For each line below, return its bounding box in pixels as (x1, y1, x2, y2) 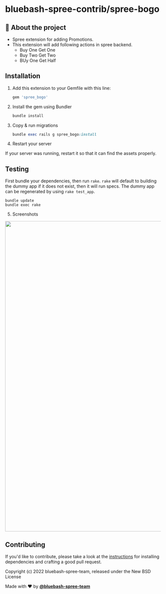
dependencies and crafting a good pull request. (5, 559, 102, 565)
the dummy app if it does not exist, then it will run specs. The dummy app (5, 183, 155, 189)
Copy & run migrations (12, 122, 58, 128)
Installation (5, 72, 41, 80)
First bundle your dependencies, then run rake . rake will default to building (5, 178, 157, 184)
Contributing (5, 540, 45, 549)
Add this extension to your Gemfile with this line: (12, 85, 111, 91)
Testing (5, 165, 29, 173)
